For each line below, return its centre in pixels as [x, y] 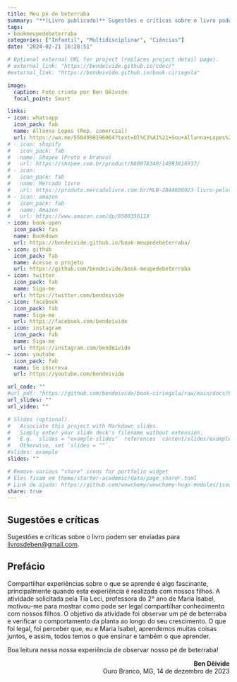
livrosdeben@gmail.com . [43, 544]
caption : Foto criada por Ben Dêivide [71, 92]
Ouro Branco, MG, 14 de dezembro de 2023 [166, 671]
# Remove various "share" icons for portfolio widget [88, 471]
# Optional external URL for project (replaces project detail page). [113, 60]
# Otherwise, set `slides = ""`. [60, 446]
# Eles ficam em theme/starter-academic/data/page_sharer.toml [102, 478]
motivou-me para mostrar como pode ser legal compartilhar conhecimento [116, 606]
